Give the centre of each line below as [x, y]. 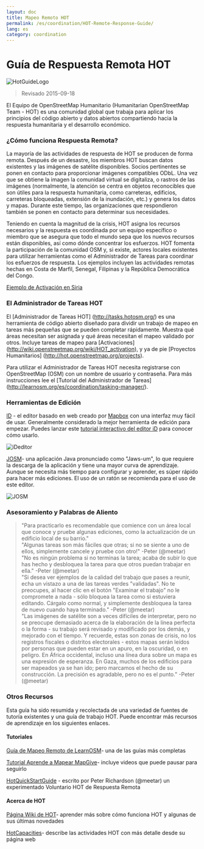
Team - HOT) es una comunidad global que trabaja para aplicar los [90, 112]
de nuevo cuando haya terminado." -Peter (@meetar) [88, 609]
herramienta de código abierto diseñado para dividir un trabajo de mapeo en [102, 323]
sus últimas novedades [35, 821]
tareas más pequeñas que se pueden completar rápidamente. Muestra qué [100, 329]
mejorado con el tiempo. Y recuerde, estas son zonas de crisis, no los [109, 636]
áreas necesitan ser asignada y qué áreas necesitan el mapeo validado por [100, 336]
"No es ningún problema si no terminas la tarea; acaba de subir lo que [109, 558]
